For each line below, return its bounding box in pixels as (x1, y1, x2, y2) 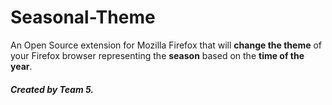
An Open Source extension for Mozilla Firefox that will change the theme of (10, 39, 323, 51)
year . (10, 60, 33, 72)
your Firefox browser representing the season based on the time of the (10, 49, 305, 61)
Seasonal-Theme (10, 6, 156, 29)
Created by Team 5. (10, 83, 95, 95)
